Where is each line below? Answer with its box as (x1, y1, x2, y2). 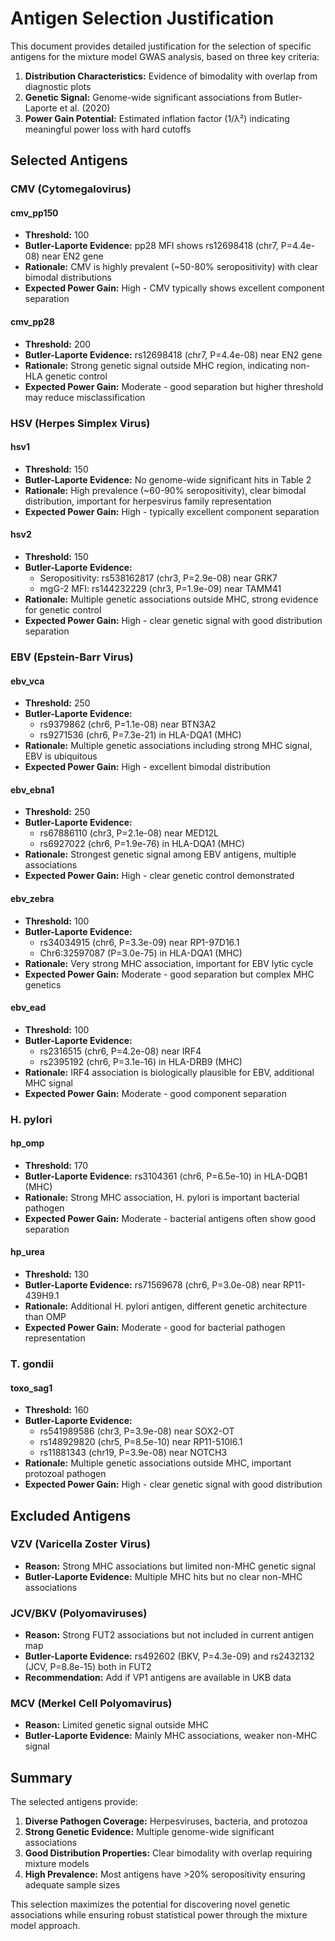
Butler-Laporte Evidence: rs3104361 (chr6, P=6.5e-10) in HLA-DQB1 (24, 1170, 308, 1182)
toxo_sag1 (10, 1382, 53, 1394)
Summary (10, 1769, 73, 1786)
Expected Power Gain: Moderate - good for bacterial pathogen (24, 1322, 286, 1334)
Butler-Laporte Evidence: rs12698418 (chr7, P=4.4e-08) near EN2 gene (24, 348, 323, 361)
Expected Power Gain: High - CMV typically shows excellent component (24, 282, 325, 294)
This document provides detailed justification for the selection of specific (10, 40, 312, 52)
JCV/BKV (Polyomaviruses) (10, 1606, 148, 1620)
